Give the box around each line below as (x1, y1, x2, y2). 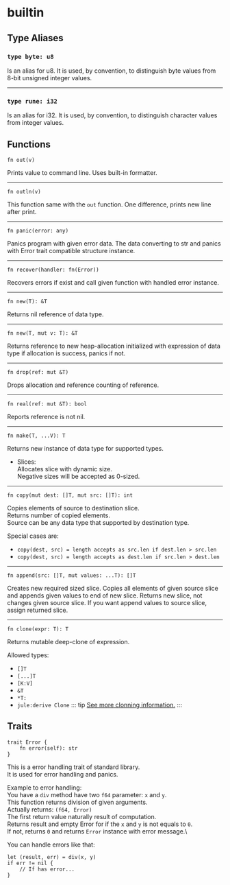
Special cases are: (7, 532, 60, 540)
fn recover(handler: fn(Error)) (7, 266, 99, 273)
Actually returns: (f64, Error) (7, 805, 92, 814)
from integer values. (7, 119, 64, 127)
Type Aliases (7, 32, 64, 44)
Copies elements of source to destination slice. (7, 504, 140, 512)
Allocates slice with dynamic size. (16, 464, 113, 473)
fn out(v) (7, 156, 36, 163)
